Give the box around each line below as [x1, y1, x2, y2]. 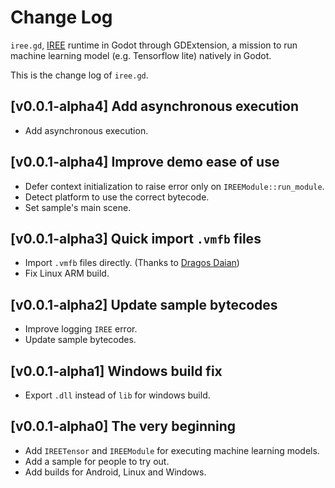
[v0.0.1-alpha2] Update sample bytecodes [10, 296, 278, 313]
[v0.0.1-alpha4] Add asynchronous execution [10, 98, 300, 115]
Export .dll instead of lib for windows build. [24, 389, 211, 401]
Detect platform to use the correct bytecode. [24, 191, 210, 203]
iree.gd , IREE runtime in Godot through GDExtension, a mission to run [10, 39, 298, 51]
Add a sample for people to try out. [24, 455, 170, 467]
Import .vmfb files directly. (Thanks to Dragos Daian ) [24, 257, 240, 269]
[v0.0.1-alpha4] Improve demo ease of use [10, 154, 280, 171]
